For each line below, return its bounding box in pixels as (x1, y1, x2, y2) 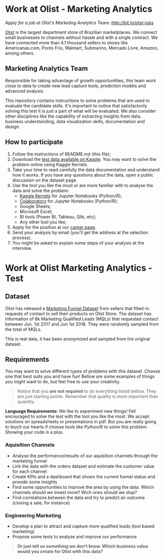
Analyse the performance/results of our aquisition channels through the (12, 453, 158, 459)
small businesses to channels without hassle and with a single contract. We (5, 34, 158, 40)
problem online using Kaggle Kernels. (12, 161, 89, 167)
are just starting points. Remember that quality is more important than (17, 394, 159, 400)
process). (12, 235, 32, 241)
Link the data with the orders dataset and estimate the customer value (12, 463, 155, 469)
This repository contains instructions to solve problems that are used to (5, 97, 150, 103)
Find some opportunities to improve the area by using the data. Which (12, 484, 154, 490)
